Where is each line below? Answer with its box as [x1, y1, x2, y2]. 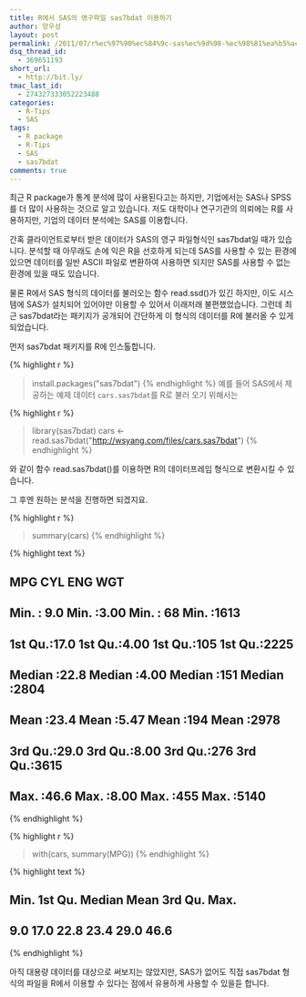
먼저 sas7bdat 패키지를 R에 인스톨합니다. [9, 341, 157, 352]
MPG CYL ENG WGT [9, 574, 125, 590]
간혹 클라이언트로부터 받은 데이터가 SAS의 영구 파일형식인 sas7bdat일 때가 [9, 234, 276, 245]
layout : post [9, 30, 59, 39]
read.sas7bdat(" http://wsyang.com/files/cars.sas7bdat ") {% [31, 435, 258, 447]
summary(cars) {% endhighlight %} [31, 530, 166, 541]
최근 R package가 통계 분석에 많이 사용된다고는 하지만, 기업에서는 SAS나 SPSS [9, 192, 291, 203]
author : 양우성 [9, 22, 62, 31]
